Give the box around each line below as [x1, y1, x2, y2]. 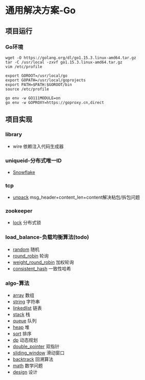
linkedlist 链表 [12, 305, 42, 311]
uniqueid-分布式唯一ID [5, 157, 62, 164]
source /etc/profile [5, 87, 50, 92]
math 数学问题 [12, 363, 43, 369]
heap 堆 [12, 324, 30, 330]
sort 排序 [12, 331, 32, 337]
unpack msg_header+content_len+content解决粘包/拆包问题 [12, 194, 140, 200]
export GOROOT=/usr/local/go [5, 73, 68, 78]
